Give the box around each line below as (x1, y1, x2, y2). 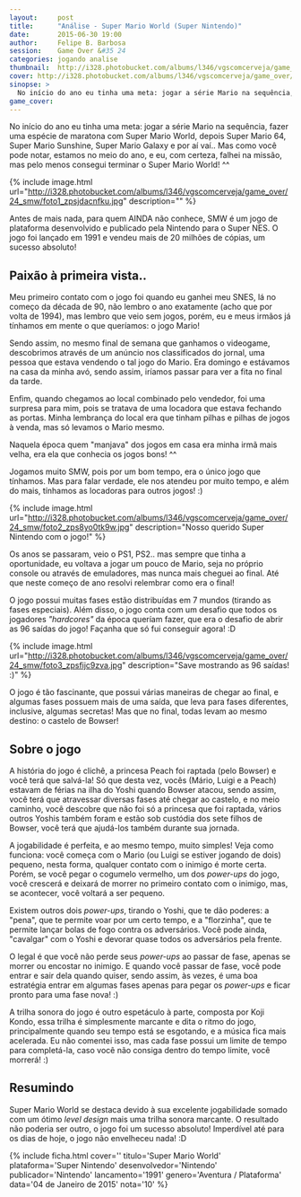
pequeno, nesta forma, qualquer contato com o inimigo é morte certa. (9, 859, 267, 869)
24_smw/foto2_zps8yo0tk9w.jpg (9, 522, 130, 532)
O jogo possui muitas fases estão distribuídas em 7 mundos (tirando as (9, 594, 271, 606)
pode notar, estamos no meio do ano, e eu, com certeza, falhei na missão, (9, 150, 282, 161)
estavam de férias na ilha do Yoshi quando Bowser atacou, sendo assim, (9, 785, 277, 795)
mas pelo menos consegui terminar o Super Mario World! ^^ (9, 159, 230, 171)
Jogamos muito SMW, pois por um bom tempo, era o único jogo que (9, 466, 262, 477)
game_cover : (9, 96, 54, 106)
